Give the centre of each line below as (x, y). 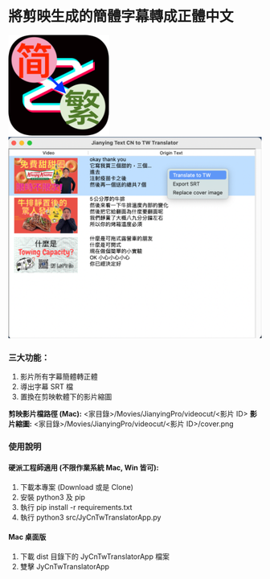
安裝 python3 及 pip (53, 497)
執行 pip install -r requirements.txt (76, 507)
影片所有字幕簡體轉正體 (59, 377)
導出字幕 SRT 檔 (47, 387)
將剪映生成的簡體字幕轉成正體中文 (121, 16)
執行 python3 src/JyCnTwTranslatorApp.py (90, 517)
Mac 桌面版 (27, 537)
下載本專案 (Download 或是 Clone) (77, 487)
